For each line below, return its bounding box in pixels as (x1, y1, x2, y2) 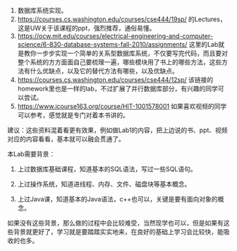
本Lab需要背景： (7, 150, 56, 158)
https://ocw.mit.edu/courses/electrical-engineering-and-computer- (17, 32, 214, 40)
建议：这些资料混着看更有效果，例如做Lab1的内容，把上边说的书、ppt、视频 (7, 126, 228, 134)
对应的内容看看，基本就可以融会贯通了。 (7, 135, 125, 143)
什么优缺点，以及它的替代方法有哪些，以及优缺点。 (30, 66, 178, 75)
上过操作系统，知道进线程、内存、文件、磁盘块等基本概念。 (17, 180, 191, 188)
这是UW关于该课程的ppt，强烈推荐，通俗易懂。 (17, 24, 156, 32)
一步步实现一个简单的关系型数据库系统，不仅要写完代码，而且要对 (36, 49, 228, 57)
